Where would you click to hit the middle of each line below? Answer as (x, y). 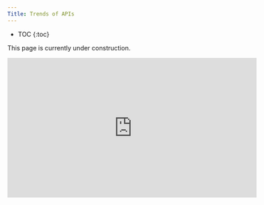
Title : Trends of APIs (41, 14)
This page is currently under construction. (69, 48)
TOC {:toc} (33, 34)
